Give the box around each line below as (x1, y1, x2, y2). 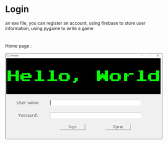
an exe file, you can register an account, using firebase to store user (5, 20, 146, 26)
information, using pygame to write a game (5, 25, 93, 31)
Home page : (5, 43, 32, 49)
